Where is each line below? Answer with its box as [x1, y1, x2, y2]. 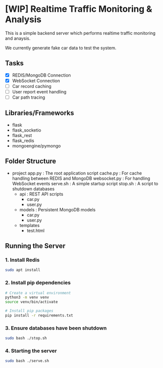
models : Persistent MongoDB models [19, 206, 96, 212]
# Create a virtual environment [5, 290, 71, 295]
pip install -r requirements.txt [5, 313, 73, 318]
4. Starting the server [5, 347, 57, 354]
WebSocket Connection [12, 78, 60, 84]
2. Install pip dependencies [5, 279, 71, 286]
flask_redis [12, 138, 34, 143]
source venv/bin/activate [5, 300, 58, 305]
